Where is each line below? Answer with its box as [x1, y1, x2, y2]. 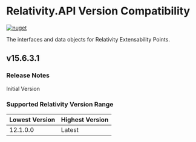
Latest [60, 125, 79, 134]
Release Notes [6, 71, 50, 79]
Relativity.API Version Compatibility [6, 4, 191, 18]
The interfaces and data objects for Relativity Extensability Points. [6, 35, 171, 43]
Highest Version [60, 116, 109, 124]
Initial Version [6, 85, 41, 92]
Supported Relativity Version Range [6, 100, 114, 108]
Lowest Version [9, 116, 56, 124]
